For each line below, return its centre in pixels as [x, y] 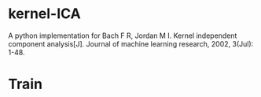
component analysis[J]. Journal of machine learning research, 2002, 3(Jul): [131, 43]
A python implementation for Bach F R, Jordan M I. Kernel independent [123, 35]
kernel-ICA [44, 14]
